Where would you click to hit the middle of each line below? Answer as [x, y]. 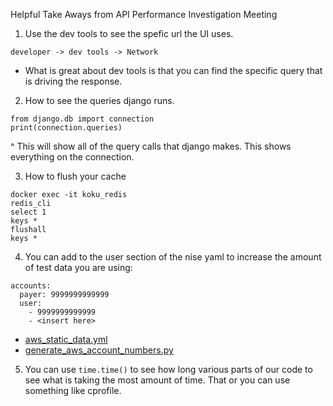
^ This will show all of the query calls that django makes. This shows [151, 146]
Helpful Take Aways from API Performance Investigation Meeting [144, 14]
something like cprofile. [73, 390]
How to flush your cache [75, 176]
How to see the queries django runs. [99, 100]
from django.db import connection [82, 119]
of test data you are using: [78, 267]
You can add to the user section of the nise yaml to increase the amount [173, 257]
